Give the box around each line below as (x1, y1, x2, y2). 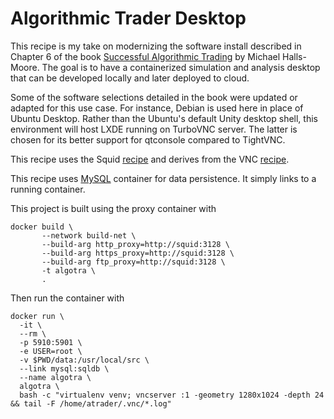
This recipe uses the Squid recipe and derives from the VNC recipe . (10, 153, 290, 165)
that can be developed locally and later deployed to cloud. (10, 72, 250, 84)
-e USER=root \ (19, 346, 83, 356)
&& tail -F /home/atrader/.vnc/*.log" (10, 398, 172, 409)
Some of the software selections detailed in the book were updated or (10, 91, 298, 103)
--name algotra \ (19, 372, 92, 382)
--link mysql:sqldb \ (19, 363, 110, 374)
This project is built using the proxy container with (10, 202, 217, 214)
